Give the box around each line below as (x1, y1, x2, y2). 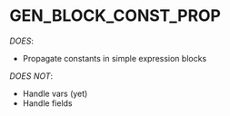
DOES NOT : (9, 70, 54, 82)
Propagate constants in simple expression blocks (22, 53, 207, 63)
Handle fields (22, 97, 73, 109)
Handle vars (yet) (22, 88, 88, 99)
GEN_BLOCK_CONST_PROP (9, 5, 221, 26)
